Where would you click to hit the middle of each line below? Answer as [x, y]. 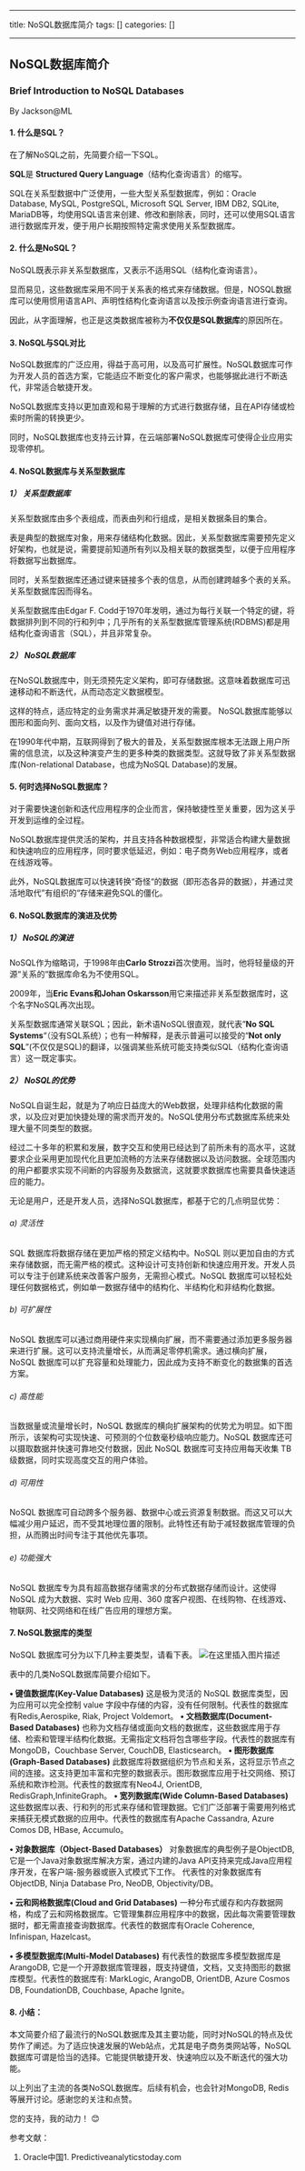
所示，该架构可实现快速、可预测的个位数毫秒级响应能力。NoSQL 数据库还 [147, 1437]
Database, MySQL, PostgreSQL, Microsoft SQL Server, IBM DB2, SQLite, [144, 203]
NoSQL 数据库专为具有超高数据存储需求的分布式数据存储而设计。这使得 [143, 1587]
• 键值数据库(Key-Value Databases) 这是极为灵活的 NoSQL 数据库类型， [145, 1693]
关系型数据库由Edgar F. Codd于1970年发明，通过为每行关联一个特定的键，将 [152, 610]
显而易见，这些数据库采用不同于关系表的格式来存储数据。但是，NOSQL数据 [151, 290]
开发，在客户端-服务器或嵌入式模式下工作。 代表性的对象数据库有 [139, 1871]
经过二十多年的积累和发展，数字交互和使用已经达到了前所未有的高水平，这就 [152, 1147]
